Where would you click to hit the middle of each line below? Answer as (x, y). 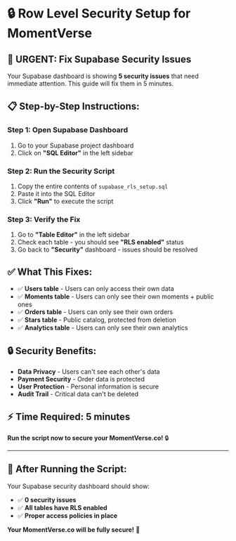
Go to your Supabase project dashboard (76, 145)
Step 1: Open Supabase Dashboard (68, 130)
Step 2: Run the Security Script (61, 171)
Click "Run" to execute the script (65, 201)
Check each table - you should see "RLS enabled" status (100, 242)
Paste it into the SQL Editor (56, 193)
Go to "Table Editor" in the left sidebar (73, 235)
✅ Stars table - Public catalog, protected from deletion (97, 320)
